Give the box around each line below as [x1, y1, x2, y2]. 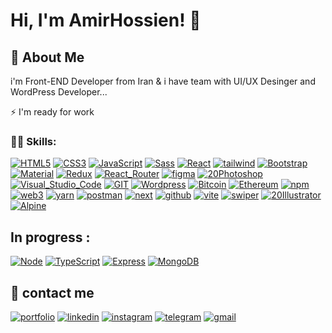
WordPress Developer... [10, 86, 108, 98]
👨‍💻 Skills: [10, 134, 57, 148]
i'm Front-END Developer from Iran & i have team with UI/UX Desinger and [10, 75, 316, 87]
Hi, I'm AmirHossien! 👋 [10, 9, 202, 32]
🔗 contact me [10, 284, 95, 301]
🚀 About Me [10, 49, 85, 66]
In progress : [10, 229, 91, 246]
